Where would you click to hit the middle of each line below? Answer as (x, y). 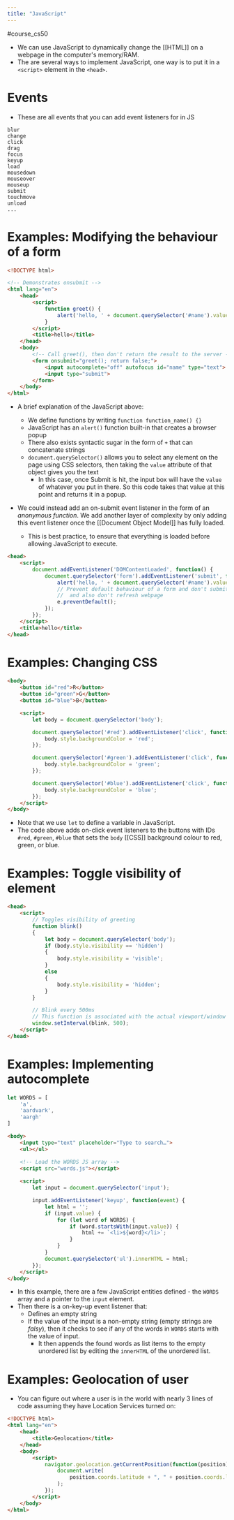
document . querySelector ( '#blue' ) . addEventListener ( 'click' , (121, 783)
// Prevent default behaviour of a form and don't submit (143, 589)
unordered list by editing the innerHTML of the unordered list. (124, 1351)
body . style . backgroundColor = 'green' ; (102, 765)
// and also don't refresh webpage (110, 595)
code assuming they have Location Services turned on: (96, 1406)
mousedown (22, 173)
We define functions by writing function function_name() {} (115, 421)
